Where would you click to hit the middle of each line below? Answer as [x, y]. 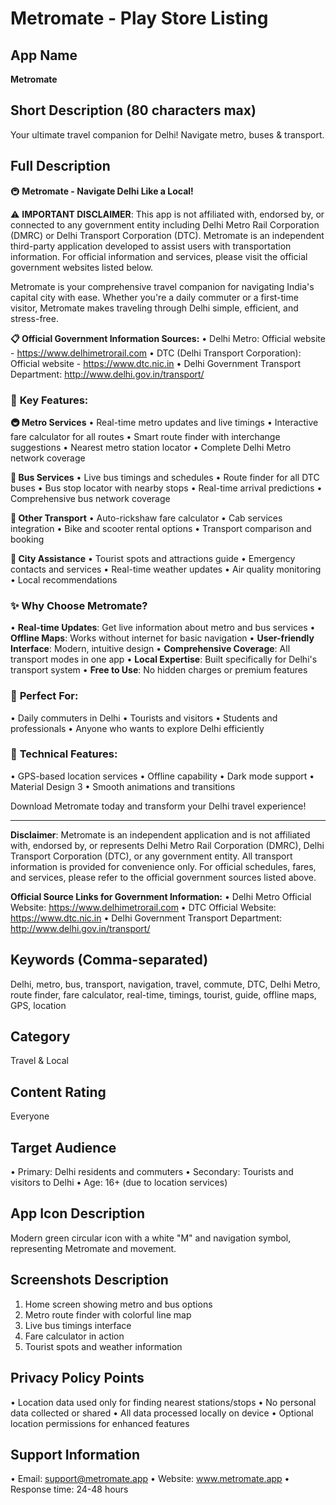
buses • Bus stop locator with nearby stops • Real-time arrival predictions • [166, 488]
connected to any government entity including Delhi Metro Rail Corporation [165, 224]
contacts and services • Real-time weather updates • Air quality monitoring [166, 569]
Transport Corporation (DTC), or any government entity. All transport [151, 856]
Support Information [75, 1454]
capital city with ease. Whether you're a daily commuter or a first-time [154, 297]
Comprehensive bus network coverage [90, 498]
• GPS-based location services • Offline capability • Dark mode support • [162, 776]
